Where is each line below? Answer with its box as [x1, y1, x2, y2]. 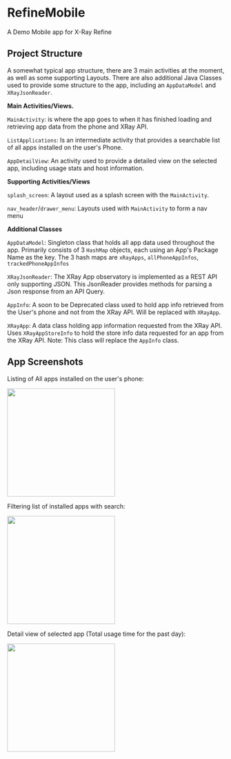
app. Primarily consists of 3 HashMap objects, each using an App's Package [7, 246, 219, 254]
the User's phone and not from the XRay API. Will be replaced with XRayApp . [7, 308, 221, 316]
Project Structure [7, 48, 83, 60]
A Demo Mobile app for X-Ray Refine [7, 28, 112, 36]
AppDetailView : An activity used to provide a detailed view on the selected [7, 156, 217, 165]
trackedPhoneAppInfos [7, 260, 70, 267]
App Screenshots [7, 356, 84, 368]
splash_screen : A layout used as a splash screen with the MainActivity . [7, 190, 210, 199]
